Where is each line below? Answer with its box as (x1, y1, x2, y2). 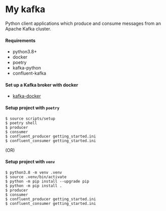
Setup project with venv (5, 159, 55, 165)
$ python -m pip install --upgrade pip (5, 179, 90, 184)
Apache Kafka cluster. (5, 25, 52, 31)
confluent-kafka (12, 70, 47, 77)
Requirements (5, 37, 36, 44)
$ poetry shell (5, 120, 37, 125)
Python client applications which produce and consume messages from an (5, 20, 161, 26)
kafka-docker (12, 93, 41, 99)
